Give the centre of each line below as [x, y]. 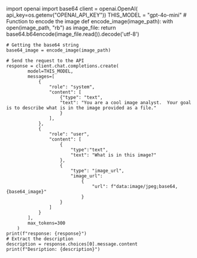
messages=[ [41, 77]
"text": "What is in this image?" [113, 155]
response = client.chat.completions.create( [63, 66]
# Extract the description [40, 239]
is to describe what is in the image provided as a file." [81, 108]
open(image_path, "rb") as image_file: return [61, 28]
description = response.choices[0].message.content [72, 244]
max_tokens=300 [47, 223]
